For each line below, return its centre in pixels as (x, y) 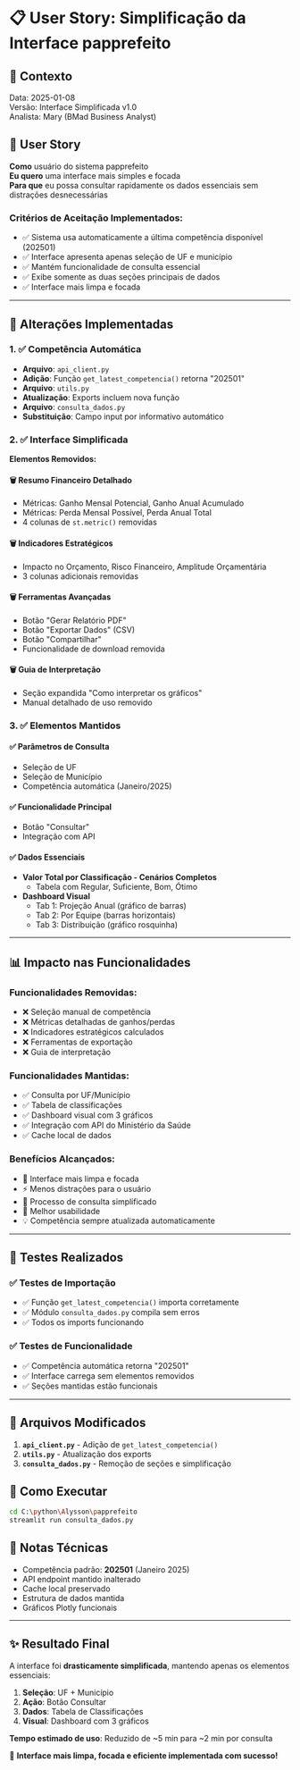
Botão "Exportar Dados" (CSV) (79, 629)
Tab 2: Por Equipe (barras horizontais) (105, 915)
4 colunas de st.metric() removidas (90, 522)
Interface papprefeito (90, 43)
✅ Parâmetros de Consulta (59, 747)
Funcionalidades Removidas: (73, 992)
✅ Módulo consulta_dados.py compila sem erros (111, 1313)
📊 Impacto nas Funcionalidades (100, 962)
